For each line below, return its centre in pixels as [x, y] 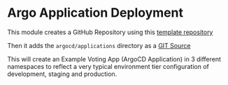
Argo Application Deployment [95, 13]
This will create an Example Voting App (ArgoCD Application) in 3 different [114, 59]
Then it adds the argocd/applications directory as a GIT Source [99, 45]
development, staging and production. [62, 74]
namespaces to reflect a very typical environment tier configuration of [108, 66]
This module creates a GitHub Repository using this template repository [110, 32]
